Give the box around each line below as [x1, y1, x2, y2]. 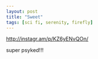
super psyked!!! [6, 47, 44, 54]
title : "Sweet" [6, 14, 43, 20]
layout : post [6, 8, 38, 15]
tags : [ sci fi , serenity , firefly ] [6, 19, 93, 25]
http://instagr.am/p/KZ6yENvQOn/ [6, 36, 89, 43]
